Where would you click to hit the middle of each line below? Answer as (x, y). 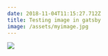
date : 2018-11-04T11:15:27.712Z (54, 13)
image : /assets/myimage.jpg (48, 26)
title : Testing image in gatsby (54, 20)
